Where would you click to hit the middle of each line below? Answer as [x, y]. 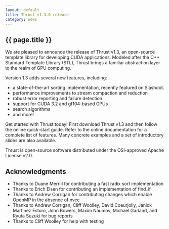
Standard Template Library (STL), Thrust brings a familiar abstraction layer [83, 63]
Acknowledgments [36, 172]
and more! [23, 115]
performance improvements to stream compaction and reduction [80, 93]
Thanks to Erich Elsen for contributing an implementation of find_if [82, 189]
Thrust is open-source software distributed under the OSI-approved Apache [85, 150]
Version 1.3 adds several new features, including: [56, 78]
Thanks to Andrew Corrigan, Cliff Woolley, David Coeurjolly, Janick [82, 205]
